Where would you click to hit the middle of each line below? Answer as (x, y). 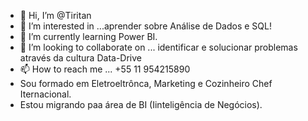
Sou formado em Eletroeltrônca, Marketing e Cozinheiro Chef (146, 83)
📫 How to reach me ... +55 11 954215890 (105, 69)
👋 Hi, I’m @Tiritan (55, 15)
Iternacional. (45, 94)
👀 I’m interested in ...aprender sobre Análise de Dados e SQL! (145, 26)
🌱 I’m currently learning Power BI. (88, 36)
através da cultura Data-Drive (80, 58)
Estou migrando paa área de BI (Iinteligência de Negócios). (141, 104)
